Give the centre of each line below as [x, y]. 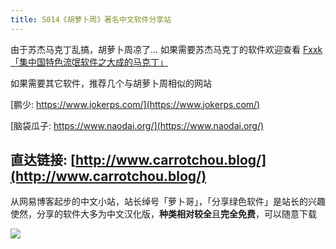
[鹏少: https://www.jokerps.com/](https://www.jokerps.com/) [135, 104]
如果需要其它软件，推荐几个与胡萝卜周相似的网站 [111, 83]
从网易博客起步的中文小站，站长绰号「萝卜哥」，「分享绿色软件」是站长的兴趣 [168, 202]
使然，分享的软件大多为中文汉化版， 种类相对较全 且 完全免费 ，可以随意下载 [163, 214]
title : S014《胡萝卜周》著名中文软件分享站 [91, 19]
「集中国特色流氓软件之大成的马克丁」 [89, 62]
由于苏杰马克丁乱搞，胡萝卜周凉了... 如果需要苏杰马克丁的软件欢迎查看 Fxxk [166, 49]
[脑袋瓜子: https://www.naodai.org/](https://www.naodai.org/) [137, 125]
